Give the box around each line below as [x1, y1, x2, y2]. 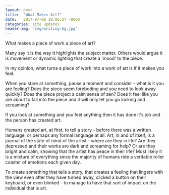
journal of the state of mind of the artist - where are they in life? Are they [5, 138, 156, 144]
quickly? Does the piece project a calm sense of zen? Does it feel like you [5, 91, 158, 97]
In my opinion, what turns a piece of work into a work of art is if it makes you [5, 65, 164, 71]
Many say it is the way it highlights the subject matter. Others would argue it [5, 50, 163, 56]
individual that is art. [5, 185, 47, 191]
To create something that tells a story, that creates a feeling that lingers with [5, 169, 163, 175]
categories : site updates [5, 21, 60, 27]
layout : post [5, 7, 33, 13]
